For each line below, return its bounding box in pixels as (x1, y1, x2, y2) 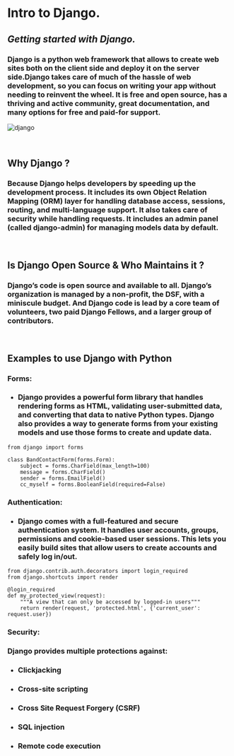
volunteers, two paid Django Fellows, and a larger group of (7, 307, 212, 317)
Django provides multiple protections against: (7, 646, 168, 656)
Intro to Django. (7, 5, 100, 21)
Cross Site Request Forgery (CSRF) (17, 703, 141, 713)
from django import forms (7, 444, 83, 451)
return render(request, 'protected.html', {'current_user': (20, 605, 201, 612)
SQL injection (17, 722, 65, 732)
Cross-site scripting (17, 684, 88, 694)
